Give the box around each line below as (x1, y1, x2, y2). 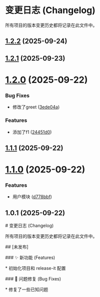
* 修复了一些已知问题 (5, 286, 48, 292)
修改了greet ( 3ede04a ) (12, 104, 60, 110)
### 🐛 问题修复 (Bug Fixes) (5, 276, 61, 282)
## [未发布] (5, 244, 28, 250)
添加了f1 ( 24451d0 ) (12, 129, 52, 135)
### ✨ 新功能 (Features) (5, 254, 55, 261)
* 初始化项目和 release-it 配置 (5, 265, 66, 271)
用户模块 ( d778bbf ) (12, 194, 52, 200)
